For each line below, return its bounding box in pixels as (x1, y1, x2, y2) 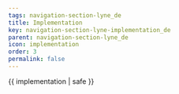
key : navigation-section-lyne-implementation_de (8, 26, 171, 34)
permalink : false (8, 56, 65, 63)
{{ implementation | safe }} (8, 76, 95, 86)
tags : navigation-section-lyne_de (8, 11, 122, 20)
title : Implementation (8, 19, 83, 27)
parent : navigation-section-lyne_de (8, 33, 129, 42)
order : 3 (8, 48, 37, 56)
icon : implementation (8, 41, 80, 49)
